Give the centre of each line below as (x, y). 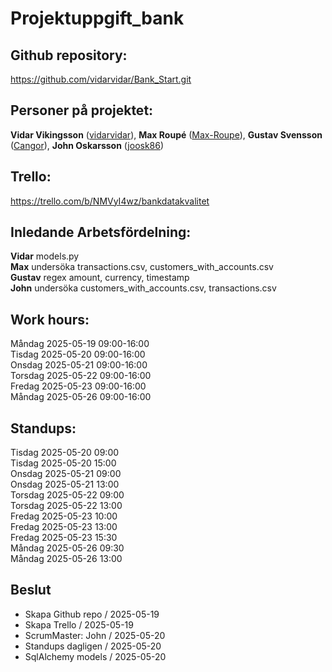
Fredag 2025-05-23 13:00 (64, 527)
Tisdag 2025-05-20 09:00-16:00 (78, 354)
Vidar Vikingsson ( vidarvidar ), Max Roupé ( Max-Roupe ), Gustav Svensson (166, 134)
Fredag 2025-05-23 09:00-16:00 (78, 386)
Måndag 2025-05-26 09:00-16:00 (81, 397)
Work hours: (50, 319)
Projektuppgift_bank (97, 18)
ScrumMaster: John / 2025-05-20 (95, 635)
